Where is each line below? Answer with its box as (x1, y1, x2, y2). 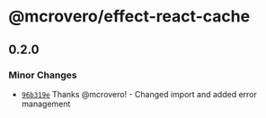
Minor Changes (8, 69, 77, 81)
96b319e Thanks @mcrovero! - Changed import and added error (21, 88, 257, 99)
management (21, 98, 71, 109)
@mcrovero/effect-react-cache (8, 6, 251, 27)
